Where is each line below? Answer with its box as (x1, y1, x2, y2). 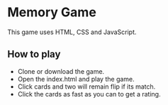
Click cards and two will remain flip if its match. (17, 82, 156, 91)
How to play (7, 48, 61, 60)
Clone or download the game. (17, 67, 105, 75)
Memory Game (7, 4, 97, 21)
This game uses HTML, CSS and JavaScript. (7, 28, 137, 36)
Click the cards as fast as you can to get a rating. (17, 89, 161, 98)
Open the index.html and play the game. (17, 74, 135, 83)
